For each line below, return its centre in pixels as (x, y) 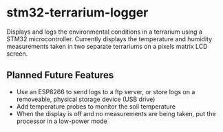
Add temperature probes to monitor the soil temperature (96, 106)
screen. (17, 54)
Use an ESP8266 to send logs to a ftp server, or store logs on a (106, 91)
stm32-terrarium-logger (77, 13)
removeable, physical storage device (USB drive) (86, 99)
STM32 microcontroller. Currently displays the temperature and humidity (109, 38)
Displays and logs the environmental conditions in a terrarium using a (104, 32)
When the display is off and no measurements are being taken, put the (116, 113)
